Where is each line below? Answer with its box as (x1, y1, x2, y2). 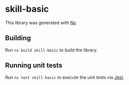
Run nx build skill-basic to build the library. (5, 47, 97, 53)
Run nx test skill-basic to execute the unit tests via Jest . (5, 74, 125, 80)
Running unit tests (5, 61, 63, 70)
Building (5, 34, 31, 42)
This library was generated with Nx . (5, 20, 77, 26)
